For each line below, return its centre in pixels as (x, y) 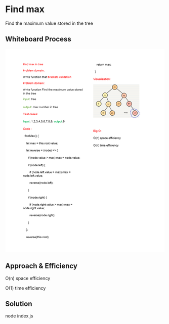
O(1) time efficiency (26, 288)
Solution (19, 304)
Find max (25, 9)
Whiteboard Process (38, 39)
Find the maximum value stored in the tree (49, 23)
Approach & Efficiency (41, 266)
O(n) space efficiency (28, 278)
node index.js (19, 316)
